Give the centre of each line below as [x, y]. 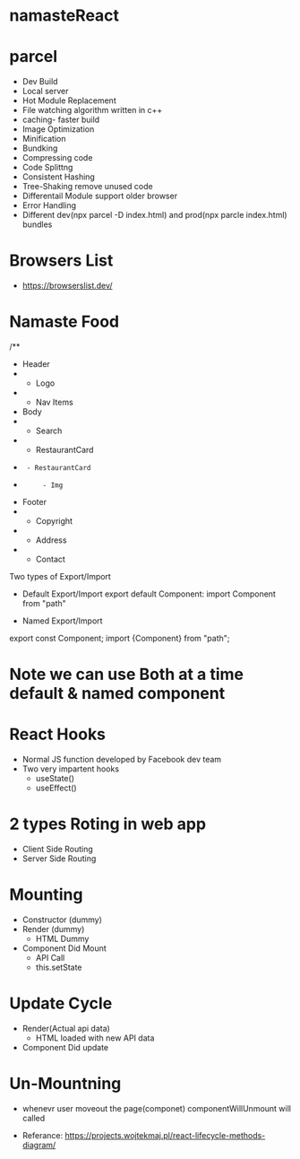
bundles [37, 224]
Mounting [46, 895]
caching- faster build [61, 120]
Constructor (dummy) [62, 919]
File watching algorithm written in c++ [92, 110]
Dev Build [40, 82]
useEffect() [56, 788]
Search [49, 431]
